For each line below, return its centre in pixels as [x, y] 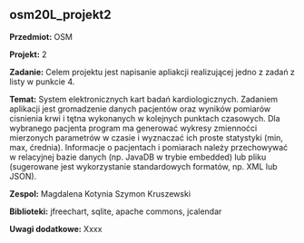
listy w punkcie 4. [42, 82]
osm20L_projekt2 [60, 15]
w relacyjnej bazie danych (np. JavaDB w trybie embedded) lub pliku [138, 157]
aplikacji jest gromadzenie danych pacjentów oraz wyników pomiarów [140, 109]
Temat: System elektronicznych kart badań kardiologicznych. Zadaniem [144, 99]
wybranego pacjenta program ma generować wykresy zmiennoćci [133, 128]
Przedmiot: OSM [41, 36]
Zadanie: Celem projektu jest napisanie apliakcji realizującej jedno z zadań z [152, 72]
